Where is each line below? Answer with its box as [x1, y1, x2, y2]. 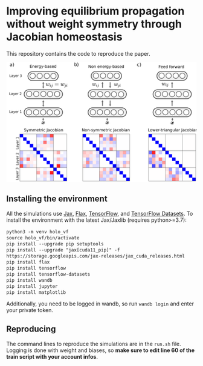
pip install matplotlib [6, 289, 66, 295]
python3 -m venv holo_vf [6, 228, 69, 235]
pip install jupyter [6, 283, 59, 289]
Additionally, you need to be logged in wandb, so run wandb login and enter [6, 300, 195, 307]
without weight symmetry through [6, 17, 182, 31]
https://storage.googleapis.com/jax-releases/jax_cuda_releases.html [6, 253, 185, 259]
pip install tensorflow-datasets [6, 271, 91, 277]
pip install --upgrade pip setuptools [6, 241, 104, 247]
